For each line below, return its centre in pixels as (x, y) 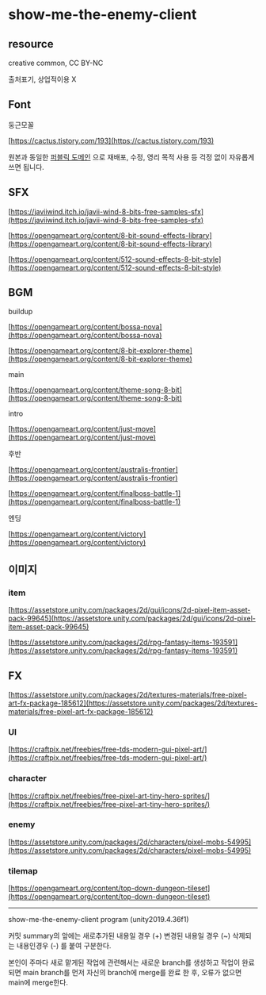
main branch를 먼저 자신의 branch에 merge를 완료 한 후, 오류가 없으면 (132, 973)
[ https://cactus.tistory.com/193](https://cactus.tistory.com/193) (111, 140)
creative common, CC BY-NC (56, 63)
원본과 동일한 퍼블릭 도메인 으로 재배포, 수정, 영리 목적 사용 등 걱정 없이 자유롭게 (131, 157)
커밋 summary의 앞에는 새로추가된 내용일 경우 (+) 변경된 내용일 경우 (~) (120, 936)
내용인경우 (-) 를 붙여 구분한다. (64, 946)
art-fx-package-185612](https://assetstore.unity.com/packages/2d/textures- (133, 703)
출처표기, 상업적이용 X (42, 79)
